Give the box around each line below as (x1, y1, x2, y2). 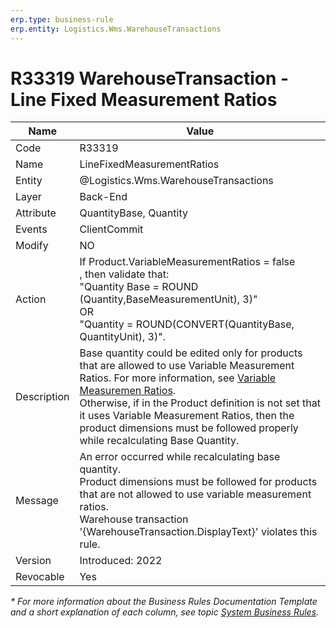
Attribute (15, 206, 57, 220)
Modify (15, 239, 49, 253)
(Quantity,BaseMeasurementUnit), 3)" (79, 292, 258, 306)
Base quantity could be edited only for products (79, 346, 303, 360)
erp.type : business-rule (10, 14, 114, 25)
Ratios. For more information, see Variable (79, 371, 277, 385)
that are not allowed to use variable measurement (79, 487, 312, 501)
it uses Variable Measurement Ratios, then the (79, 409, 295, 423)
